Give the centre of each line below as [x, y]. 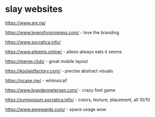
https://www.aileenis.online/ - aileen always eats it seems [64, 52]
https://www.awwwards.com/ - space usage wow [56, 109]
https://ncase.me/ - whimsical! [36, 80]
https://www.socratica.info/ [33, 42]
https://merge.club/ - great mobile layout [46, 61]
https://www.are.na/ [25, 23]
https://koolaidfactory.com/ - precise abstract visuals [59, 71]
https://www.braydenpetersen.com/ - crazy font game [60, 90]
